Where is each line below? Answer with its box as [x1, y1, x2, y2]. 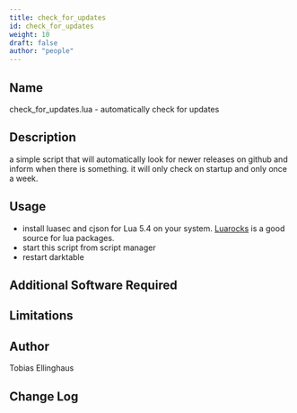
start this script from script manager [22, 242, 156, 253]
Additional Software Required [9, 277, 178, 292]
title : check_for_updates [9, 13, 106, 22]
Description [9, 130, 76, 145]
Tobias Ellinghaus [9, 363, 74, 373]
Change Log [9, 389, 79, 404]
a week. [9, 173, 39, 184]
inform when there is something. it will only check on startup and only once [9, 163, 288, 174]
